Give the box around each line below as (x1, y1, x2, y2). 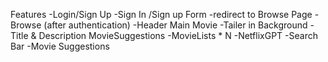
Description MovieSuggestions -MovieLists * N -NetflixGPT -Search (38, 30, 318, 41)
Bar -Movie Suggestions (10, 40, 110, 52)
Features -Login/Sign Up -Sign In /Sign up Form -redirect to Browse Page (10, 9, 313, 20)
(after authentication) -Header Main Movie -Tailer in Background (43, 19, 308, 31)
